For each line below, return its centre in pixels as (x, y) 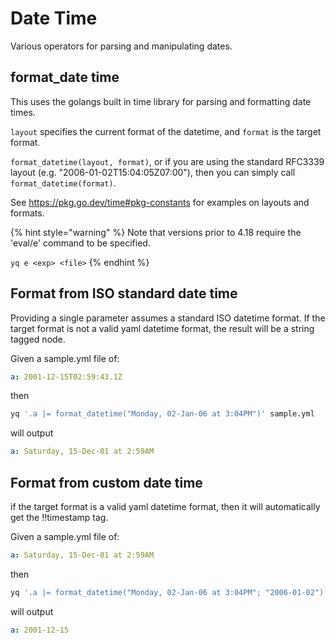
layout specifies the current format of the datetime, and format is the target (166, 131)
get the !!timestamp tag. (59, 517)
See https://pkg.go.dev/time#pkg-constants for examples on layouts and (160, 202)
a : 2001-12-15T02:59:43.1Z (66, 377)
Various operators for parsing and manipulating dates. (121, 46)
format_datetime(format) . (63, 183)
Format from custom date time (106, 482)
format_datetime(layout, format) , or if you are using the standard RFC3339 (167, 161)
